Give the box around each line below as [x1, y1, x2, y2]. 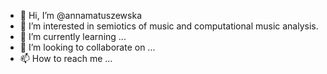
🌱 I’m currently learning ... [19, 31, 127, 42]
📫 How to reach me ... [19, 53, 113, 64]
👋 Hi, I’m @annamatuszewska [19, 10, 142, 21]
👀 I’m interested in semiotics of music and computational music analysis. [19, 20, 319, 32]
